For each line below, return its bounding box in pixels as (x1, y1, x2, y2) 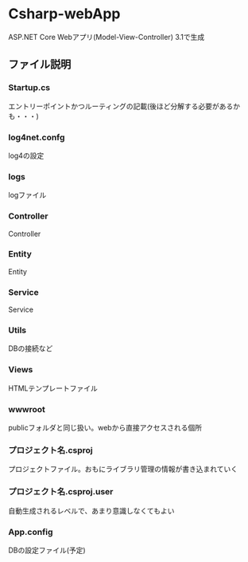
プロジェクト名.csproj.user (8, 486, 114, 497)
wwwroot (8, 403, 46, 415)
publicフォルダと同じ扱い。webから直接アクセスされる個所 (8, 423, 203, 432)
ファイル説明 (8, 57, 72, 72)
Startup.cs (8, 82, 51, 93)
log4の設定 (8, 151, 45, 160)
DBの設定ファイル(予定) (8, 545, 86, 555)
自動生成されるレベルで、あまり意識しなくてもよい (8, 505, 175, 515)
